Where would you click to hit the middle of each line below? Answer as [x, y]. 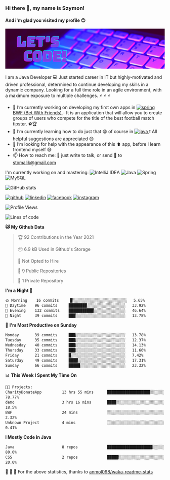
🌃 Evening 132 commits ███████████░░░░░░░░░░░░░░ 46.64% [75, 311]
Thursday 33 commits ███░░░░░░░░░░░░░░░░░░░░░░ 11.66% [75, 350]
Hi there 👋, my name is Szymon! [45, 8]
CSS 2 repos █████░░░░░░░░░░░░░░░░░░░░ [85, 457]
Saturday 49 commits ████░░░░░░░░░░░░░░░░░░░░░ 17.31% [75, 361]
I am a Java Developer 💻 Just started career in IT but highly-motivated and [84, 77]
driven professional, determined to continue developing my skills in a [77, 85]
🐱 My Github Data [25, 227]
